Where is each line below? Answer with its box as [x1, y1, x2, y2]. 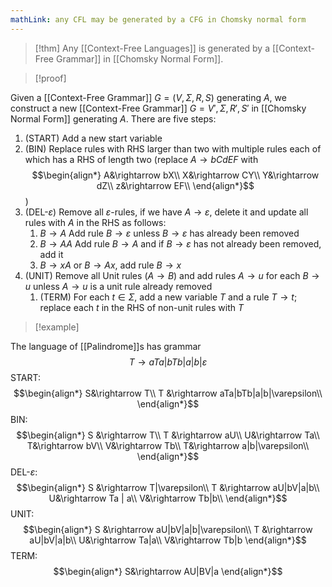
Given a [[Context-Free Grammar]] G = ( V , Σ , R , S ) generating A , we [10, 91, 287, 103]
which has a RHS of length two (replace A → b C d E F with [24, 153, 259, 165]
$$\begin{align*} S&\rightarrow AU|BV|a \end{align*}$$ [53, 565, 283, 577]
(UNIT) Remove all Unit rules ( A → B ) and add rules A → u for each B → [24, 269, 320, 281]
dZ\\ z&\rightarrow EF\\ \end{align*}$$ [96, 179, 255, 191]
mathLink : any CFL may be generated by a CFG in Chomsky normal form [10, 14, 307, 25]
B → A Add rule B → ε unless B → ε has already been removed [39, 227, 300, 239]
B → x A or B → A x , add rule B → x [39, 259, 182, 271]
